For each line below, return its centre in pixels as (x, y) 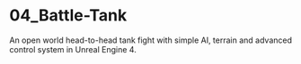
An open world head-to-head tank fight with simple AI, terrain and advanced (151, 40)
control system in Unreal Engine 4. (73, 49)
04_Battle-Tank (68, 16)
